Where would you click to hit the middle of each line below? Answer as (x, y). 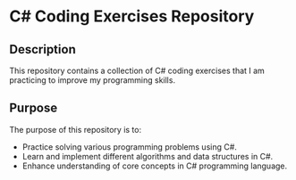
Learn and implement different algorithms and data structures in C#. (148, 156)
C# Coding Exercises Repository (132, 16)
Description (42, 49)
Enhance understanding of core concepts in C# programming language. (155, 166)
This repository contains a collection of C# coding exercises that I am (137, 70)
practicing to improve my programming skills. (93, 80)
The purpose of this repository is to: (75, 129)
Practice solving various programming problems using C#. (129, 147)
